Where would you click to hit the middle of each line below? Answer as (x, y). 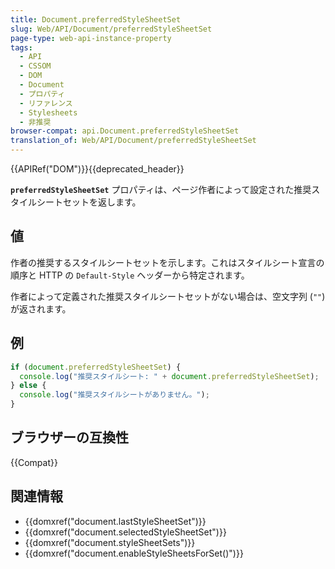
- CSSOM (35, 66)
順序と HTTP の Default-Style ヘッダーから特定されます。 (130, 275)
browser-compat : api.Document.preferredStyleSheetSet (125, 131)
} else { (28, 386)
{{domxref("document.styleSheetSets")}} (110, 542)
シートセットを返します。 (89, 202)
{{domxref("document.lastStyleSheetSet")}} (115, 521)
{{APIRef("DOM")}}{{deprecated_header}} (97, 169)
